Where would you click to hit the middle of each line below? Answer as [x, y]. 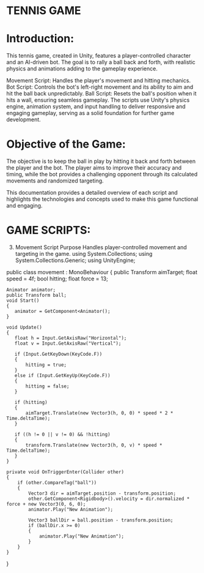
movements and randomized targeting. [55, 181]
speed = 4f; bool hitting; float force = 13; [57, 279]
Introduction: [40, 39]
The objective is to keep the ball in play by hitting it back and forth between [101, 161]
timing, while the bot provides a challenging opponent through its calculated [102, 174]
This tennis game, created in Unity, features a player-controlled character [99, 56]
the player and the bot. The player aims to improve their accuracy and [94, 168]
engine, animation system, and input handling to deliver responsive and [96, 107]
